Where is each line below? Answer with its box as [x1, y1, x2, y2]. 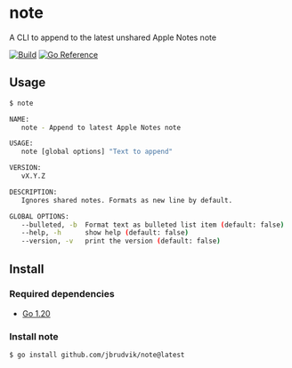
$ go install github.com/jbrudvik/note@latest [9, 350, 185, 360]
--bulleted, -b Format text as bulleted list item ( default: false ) [20, 220, 285, 229]
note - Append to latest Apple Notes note [20, 123, 181, 132]
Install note [9, 330, 60, 342]
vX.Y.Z [20, 172, 46, 180]
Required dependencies [9, 288, 115, 300]
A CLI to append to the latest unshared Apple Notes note [9, 32, 216, 43]
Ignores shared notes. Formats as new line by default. [20, 196, 233, 204]
